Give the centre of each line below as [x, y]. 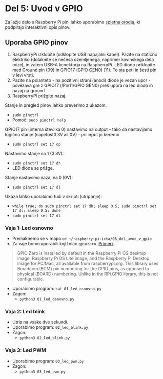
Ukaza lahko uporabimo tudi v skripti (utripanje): [53, 196]
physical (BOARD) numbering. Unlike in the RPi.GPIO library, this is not [87, 274]
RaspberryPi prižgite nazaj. [39, 96]
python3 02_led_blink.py [45, 338]
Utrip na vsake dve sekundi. [40, 322]
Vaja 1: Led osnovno [29, 228]
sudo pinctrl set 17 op [36, 144]
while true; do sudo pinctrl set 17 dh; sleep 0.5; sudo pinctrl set [84, 206]
